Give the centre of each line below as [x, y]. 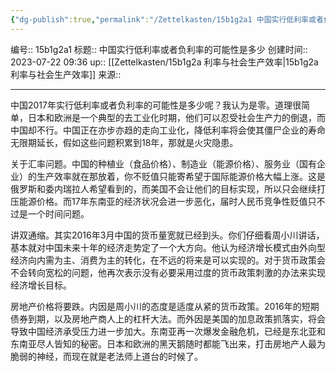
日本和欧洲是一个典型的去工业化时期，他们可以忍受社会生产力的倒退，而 [176, 117]
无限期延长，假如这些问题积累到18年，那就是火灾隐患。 [124, 142]
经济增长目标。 [41, 285]
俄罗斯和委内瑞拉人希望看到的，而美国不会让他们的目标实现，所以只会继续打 [168, 188]
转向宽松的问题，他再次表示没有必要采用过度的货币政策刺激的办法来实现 [176, 272]
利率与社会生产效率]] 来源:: [66, 74]
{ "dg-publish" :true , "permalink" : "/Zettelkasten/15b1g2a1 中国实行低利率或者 [167, 19]
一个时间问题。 [58, 213]
